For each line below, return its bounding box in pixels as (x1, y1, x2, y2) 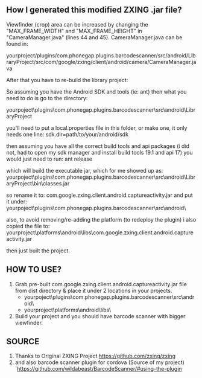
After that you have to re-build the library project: (6, 76, 128, 83)
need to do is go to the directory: (6, 94, 88, 101)
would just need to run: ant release (6, 155, 92, 162)
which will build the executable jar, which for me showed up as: (6, 167, 163, 174)
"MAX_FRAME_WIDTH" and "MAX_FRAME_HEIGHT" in (6, 27, 143, 34)
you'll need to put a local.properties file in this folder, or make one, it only (6, 124, 188, 132)
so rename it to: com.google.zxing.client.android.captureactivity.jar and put (6, 191, 193, 199)
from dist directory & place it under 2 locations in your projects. (14, 287, 172, 294)
